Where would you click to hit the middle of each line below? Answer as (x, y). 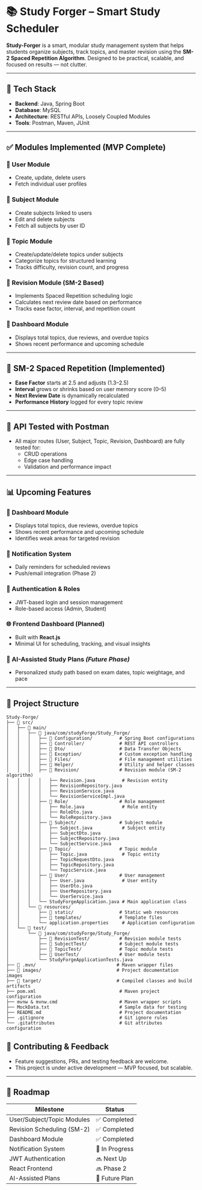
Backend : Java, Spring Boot (50, 104)
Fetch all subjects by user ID (50, 225)
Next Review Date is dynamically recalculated (72, 396)
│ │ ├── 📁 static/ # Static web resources (93, 912)
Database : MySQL (38, 110)
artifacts (19, 986)
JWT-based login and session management (69, 602)
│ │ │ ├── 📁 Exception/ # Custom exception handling (99, 754)
